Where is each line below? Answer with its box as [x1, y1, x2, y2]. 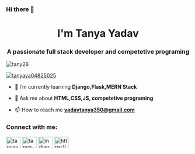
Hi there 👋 [6, 5, 35, 13]
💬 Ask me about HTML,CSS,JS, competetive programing [14, 94, 154, 101]
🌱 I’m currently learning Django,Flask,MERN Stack [14, 83, 137, 90]
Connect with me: [6, 123, 58, 131]
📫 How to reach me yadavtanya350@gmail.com [14, 106, 135, 113]
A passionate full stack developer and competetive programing [6, 48, 190, 56]
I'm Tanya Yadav [57, 27, 139, 40]
